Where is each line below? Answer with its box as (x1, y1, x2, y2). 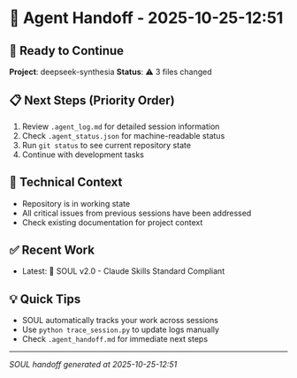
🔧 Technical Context (9, 175, 123, 190)
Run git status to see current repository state (21, 140, 192, 150)
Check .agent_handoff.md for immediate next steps (21, 334, 209, 344)
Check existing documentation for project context (21, 216, 203, 228)
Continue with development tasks (21, 149, 144, 160)
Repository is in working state (21, 198, 131, 208)
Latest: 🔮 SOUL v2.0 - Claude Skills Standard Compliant (21, 266, 225, 276)
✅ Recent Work (9, 243, 95, 258)
